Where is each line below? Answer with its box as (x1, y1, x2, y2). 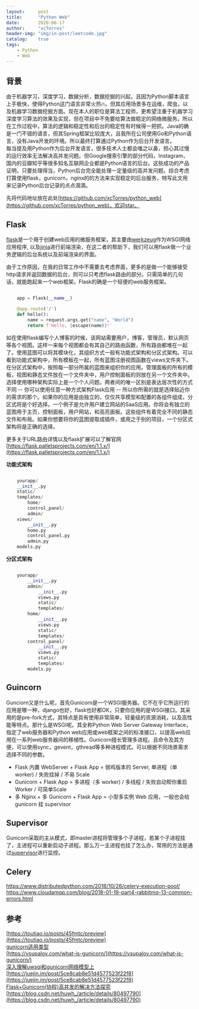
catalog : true (6, 36, 49, 42)
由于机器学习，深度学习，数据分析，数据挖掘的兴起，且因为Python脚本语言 (6, 93, 190, 100)
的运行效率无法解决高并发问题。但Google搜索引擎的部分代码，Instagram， (6, 152, 188, 159)
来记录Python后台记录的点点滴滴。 (6, 182, 91, 189)
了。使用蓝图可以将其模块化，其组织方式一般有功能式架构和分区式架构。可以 (6, 349, 193, 356)
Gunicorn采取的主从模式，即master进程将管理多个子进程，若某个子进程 (6, 834, 181, 842)
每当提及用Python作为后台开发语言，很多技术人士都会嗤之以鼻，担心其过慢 (6, 145, 190, 152)
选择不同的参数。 (6, 751, 48, 758)
